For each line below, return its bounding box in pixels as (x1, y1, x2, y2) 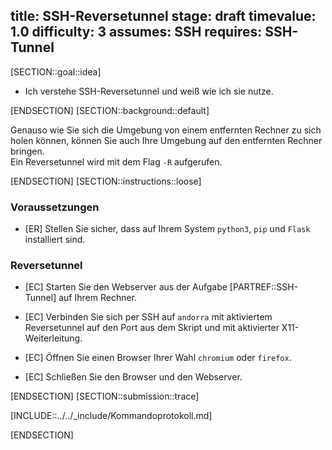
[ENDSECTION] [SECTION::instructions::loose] (10, 175, 202, 187)
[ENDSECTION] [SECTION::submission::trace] (10, 390, 200, 403)
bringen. (10, 145, 45, 157)
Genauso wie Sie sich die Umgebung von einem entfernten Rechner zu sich (10, 124, 322, 136)
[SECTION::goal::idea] (10, 65, 102, 78)
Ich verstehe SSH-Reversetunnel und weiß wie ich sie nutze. (24, 85, 274, 97)
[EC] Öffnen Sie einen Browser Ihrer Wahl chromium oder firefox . (24, 352, 292, 364)
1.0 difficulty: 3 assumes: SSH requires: (10, 24, 263, 41)
